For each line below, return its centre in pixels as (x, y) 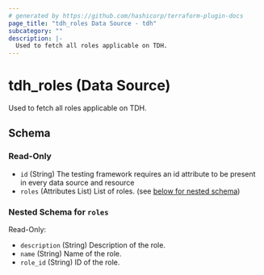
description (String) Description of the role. (92, 245)
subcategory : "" (36, 31)
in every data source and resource (77, 182)
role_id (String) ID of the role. (70, 262)
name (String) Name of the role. (71, 254)
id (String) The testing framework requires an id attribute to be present (138, 173)
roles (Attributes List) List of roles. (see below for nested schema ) (130, 191)
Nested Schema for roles (59, 212)
